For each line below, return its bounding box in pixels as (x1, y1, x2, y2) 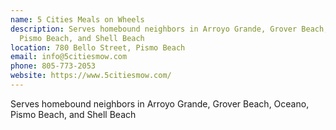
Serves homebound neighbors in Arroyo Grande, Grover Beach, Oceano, (10, 97, 310, 110)
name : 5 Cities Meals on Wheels (10, 14, 145, 25)
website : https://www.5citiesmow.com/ (10, 71, 172, 81)
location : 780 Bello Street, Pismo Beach (10, 42, 186, 53)
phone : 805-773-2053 (10, 61, 97, 71)
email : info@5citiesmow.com (10, 52, 128, 62)
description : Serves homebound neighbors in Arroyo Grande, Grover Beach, (10, 24, 329, 34)
